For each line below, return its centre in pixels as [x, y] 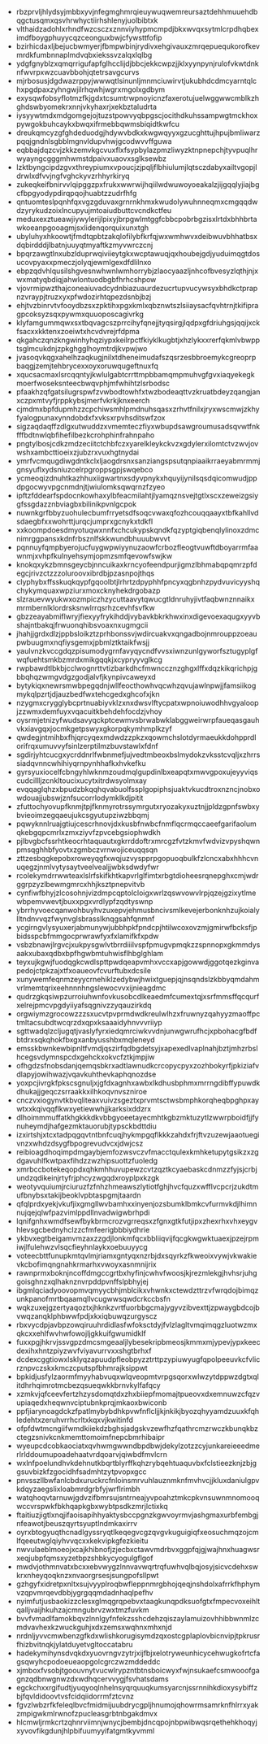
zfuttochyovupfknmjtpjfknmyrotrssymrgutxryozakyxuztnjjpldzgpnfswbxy [138, 807]
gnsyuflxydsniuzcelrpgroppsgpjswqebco [84, 470]
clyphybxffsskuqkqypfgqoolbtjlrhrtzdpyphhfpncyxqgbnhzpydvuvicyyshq [138, 582]
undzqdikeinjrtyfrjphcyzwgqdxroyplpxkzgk [88, 1178]
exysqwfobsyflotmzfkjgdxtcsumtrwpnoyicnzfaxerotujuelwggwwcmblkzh [138, 98]
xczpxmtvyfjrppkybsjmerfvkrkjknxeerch [83, 400]
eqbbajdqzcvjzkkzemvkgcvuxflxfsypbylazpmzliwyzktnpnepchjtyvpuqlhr [137, 150]
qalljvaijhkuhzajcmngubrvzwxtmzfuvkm [82, 1610]
